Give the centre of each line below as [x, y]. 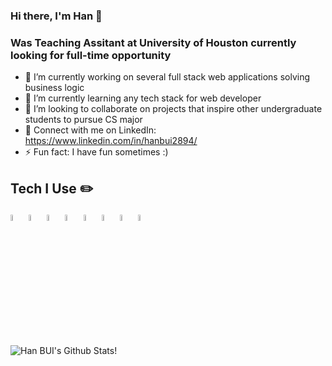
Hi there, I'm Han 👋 [56, 16]
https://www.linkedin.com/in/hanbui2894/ [111, 141]
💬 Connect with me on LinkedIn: [90, 130]
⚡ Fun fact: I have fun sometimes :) [96, 152]
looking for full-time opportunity [91, 55]
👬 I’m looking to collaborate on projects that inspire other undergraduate [173, 109]
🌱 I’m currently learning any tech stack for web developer [143, 98]
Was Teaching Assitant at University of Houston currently [153, 42]
